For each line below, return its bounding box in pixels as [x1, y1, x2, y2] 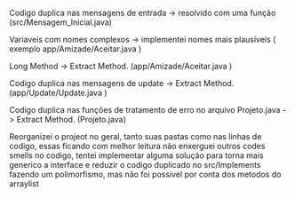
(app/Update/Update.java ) [9, 88, 108, 98]
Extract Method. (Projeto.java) [16, 115, 127, 124]
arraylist [9, 178, 39, 189]
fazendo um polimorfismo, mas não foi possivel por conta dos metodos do [9, 169, 282, 179]
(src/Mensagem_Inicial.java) [9, 17, 113, 28]
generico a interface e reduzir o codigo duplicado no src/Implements [9, 160, 261, 170]
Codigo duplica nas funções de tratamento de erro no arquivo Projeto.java [9, 105, 281, 115]
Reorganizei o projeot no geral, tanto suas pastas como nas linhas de [9, 131, 262, 141]
